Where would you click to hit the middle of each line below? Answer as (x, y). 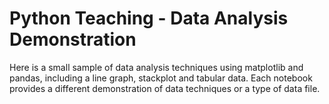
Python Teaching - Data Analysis (149, 18)
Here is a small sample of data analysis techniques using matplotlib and (156, 67)
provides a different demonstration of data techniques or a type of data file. (165, 88)
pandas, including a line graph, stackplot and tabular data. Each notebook (161, 78)
